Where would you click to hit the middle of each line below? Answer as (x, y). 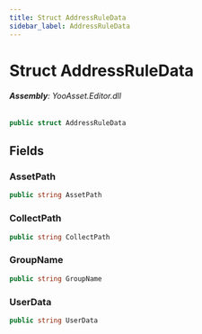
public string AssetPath (56, 195)
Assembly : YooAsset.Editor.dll (66, 96)
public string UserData (54, 320)
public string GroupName (56, 279)
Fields (27, 151)
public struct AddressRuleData (68, 122)
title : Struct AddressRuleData (68, 18)
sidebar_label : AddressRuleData (70, 26)
